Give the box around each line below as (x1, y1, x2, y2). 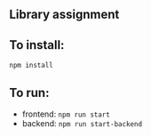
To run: (9, 85, 50, 101)
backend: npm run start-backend (21, 118, 143, 129)
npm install (9, 61, 53, 70)
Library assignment (9, 7, 120, 22)
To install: (9, 37, 65, 52)
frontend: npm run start (21, 109, 111, 119)
